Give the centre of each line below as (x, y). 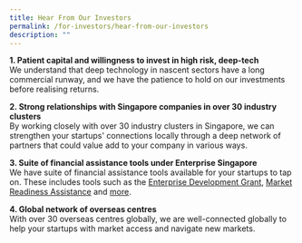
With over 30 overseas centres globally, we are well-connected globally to (148, 219)
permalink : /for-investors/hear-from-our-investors (109, 26)
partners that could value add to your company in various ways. (128, 145)
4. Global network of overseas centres (83, 209)
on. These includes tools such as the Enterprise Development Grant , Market (151, 182)
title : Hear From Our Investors (70, 18)
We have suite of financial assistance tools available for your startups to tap (151, 172)
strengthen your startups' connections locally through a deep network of (145, 136)
